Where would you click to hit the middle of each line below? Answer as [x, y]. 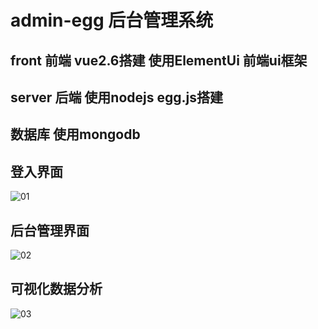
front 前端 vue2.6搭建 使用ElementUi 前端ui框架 [159, 60]
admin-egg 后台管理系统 [112, 20]
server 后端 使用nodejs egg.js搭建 [117, 97]
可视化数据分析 [56, 289]
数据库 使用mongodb [75, 134]
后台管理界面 [50, 230]
